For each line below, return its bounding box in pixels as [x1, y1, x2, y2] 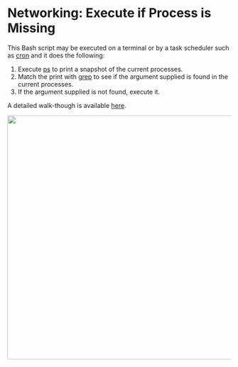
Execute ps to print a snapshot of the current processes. [17, 65, 183, 73]
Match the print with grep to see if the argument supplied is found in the [17, 72, 229, 81]
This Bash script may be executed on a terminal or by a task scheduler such [7, 43, 229, 52]
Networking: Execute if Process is [7, 5, 212, 21]
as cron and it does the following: [7, 51, 105, 60]
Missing [7, 20, 55, 36]
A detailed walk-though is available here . [7, 101, 126, 109]
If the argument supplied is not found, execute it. [17, 87, 161, 96]
